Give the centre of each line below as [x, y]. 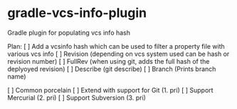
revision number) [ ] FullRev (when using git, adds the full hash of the [109, 61]
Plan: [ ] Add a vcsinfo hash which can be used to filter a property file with [116, 46]
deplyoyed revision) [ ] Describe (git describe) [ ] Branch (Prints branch [112, 69]
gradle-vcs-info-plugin [77, 13]
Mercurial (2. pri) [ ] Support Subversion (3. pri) [77, 98]
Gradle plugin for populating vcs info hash [69, 33]
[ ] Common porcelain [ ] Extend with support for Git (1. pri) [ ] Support [110, 90]
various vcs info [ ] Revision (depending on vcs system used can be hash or [118, 54]
